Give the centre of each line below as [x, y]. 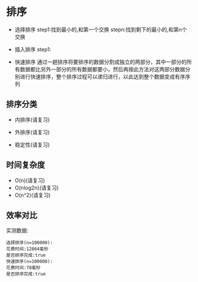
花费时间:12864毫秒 [27, 249]
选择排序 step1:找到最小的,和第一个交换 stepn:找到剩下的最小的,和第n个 [101, 29]
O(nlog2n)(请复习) [37, 188]
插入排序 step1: [33, 49]
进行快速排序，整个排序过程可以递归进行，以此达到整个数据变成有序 [103, 77]
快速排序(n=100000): [29, 262]
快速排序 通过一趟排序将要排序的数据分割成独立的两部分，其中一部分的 [100, 62]
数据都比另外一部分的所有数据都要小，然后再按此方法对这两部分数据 [103, 69]
